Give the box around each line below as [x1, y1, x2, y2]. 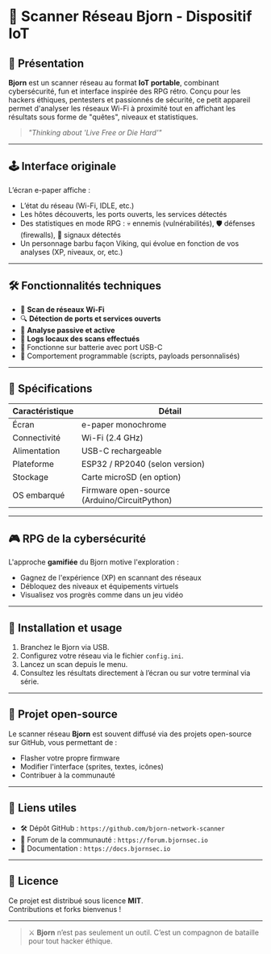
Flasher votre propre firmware [19, 753, 120, 763]
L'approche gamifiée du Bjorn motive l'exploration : [8, 557, 180, 567]
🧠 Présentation [8, 56, 85, 70]
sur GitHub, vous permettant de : [8, 737, 118, 747]
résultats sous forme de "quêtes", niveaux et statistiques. [8, 112, 199, 122]
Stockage [12, 472, 48, 483]
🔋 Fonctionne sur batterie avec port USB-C [19, 342, 163, 352]
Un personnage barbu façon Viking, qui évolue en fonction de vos [19, 238, 240, 248]
